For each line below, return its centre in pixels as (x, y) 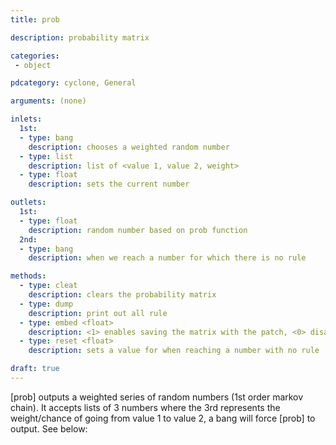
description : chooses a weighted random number (129, 147)
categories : (35, 56)
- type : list (46, 156)
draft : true (35, 369)
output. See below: (49, 428)
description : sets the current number (109, 184)
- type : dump (46, 304)
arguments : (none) (48, 101)
